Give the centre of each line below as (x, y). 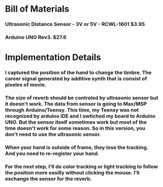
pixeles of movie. (26, 85)
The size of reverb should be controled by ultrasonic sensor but (82, 98)
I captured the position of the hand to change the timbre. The (78, 73)
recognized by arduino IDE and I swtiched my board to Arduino (80, 116)
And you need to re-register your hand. (52, 153)
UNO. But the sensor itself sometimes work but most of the (76, 122)
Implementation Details (53, 57)
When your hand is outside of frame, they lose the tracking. (77, 147)
